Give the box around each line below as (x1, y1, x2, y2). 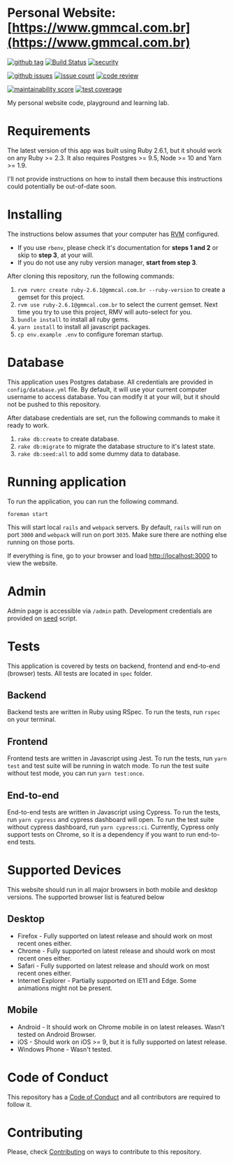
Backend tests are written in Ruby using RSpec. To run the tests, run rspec (7, 708, 221, 716)
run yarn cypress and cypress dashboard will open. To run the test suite (7, 816, 214, 823)
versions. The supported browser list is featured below (7, 893, 165, 901)
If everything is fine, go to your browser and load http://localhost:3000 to (7, 551, 218, 559)
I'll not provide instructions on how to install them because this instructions (7, 174, 223, 183)
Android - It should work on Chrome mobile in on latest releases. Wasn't (17, 1022, 225, 1031)
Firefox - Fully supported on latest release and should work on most (17, 931, 213, 940)
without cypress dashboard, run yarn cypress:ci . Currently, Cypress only (7, 823, 219, 831)
